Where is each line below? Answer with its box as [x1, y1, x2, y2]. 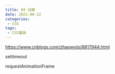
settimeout [5, 54, 27, 60]
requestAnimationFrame [5, 63, 55, 69]
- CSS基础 [7, 30, 26, 35]
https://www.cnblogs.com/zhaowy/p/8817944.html [5, 44, 110, 50]
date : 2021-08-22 [5, 12, 41, 17]
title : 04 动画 [5, 7, 35, 12]
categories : [5, 16, 30, 21]
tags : [5, 26, 16, 31]
